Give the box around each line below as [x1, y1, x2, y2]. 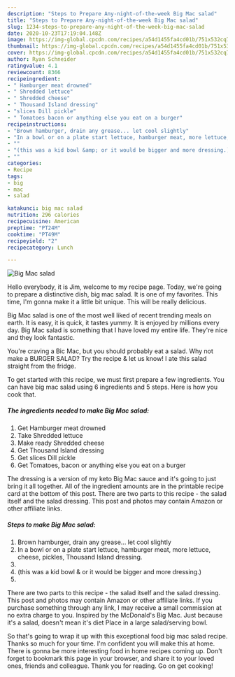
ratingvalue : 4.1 [7, 62, 58, 69]
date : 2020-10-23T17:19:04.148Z [7, 29, 101, 37]
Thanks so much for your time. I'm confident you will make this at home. [7, 639, 215, 648]
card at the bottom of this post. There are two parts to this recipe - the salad [7, 490, 227, 498]
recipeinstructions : [7, 120, 68, 128]
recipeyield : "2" [7, 237, 58, 245]
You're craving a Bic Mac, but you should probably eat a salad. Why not [7, 347, 213, 355]
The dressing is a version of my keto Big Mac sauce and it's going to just [7, 475, 217, 483]
